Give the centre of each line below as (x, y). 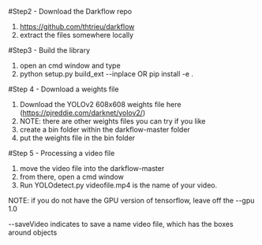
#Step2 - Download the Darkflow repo (70, 11)
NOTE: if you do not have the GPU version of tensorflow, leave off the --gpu (131, 200)
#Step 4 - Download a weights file (64, 89)
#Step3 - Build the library (49, 50)
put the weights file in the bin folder (77, 138)
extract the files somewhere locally (77, 35)
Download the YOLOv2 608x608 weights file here (100, 104)
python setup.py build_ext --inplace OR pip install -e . (107, 74)
